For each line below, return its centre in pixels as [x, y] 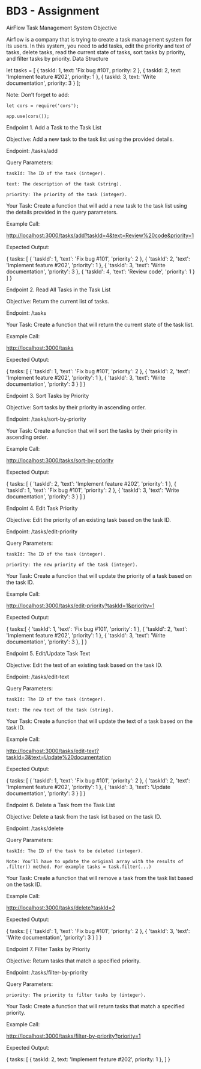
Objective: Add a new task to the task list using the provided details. [90, 139]
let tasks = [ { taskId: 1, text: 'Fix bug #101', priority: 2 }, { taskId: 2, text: [94, 70]
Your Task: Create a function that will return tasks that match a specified [95, 1006]
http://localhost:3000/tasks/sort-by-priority [60, 460]
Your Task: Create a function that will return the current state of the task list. [100, 324]
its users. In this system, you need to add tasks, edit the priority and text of [99, 46]
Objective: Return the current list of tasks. [58, 301]
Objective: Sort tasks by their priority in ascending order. [76, 407]
